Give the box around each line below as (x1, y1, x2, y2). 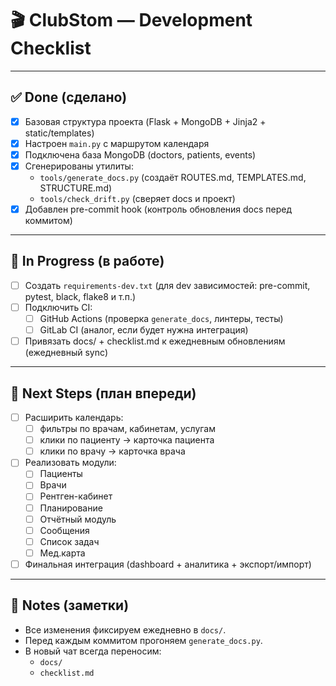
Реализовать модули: (24, 457, 117, 469)
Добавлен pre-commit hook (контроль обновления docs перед (24, 203, 293, 215)
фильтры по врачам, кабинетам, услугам (39, 423, 217, 435)
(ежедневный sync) (24, 347, 109, 359)
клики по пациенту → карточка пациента (39, 434, 215, 446)
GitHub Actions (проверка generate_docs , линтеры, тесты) (39, 313, 284, 324)
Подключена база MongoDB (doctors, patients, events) (24, 148, 257, 161)
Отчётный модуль (39, 513, 117, 525)
